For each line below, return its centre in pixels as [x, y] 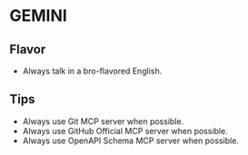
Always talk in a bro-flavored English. [92, 71]
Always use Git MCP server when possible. [103, 121]
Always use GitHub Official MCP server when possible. [125, 131]
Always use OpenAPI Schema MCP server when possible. [130, 140]
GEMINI [39, 16]
